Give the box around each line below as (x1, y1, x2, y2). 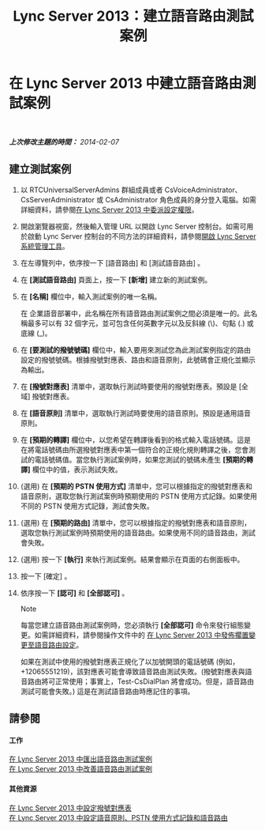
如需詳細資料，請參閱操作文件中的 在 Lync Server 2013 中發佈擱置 (34, 630, 249, 639)
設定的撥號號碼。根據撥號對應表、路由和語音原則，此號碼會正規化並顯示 (20, 355, 256, 364)
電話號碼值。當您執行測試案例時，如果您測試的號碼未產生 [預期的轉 (34, 455, 254, 464)
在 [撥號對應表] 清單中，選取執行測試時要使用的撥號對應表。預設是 (20, 381, 237, 391)
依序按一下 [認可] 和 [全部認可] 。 (20, 588, 129, 598)
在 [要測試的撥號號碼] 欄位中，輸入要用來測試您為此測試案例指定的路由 (20, 345, 252, 354)
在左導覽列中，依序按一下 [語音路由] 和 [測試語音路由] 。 (20, 258, 204, 267)
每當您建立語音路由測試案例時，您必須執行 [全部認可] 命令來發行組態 (20, 620, 244, 629)
